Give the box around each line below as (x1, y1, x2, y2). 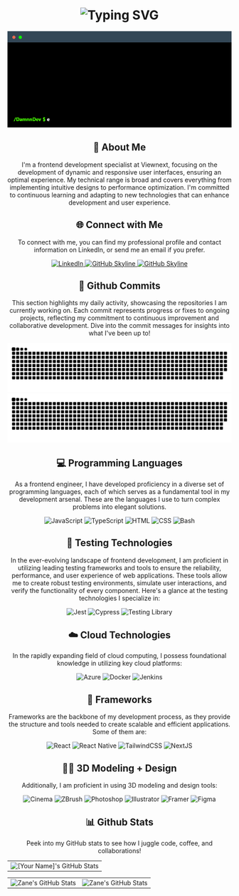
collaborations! (97, 846, 142, 855)
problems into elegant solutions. (72, 503, 167, 511)
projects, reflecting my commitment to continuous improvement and (20, 314, 219, 322)
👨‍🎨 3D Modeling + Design (62, 762, 177, 774)
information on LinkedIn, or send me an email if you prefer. (33, 245, 206, 254)
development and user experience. (68, 198, 171, 207)
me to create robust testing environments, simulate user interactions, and (12, 578, 227, 587)
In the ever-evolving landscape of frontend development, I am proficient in (10, 556, 229, 565)
